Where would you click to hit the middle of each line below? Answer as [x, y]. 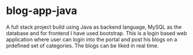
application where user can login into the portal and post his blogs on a [92, 39]
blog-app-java [42, 11]
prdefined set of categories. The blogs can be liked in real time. [82, 46]
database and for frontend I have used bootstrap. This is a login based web [96, 33]
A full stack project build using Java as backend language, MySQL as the [94, 27]
